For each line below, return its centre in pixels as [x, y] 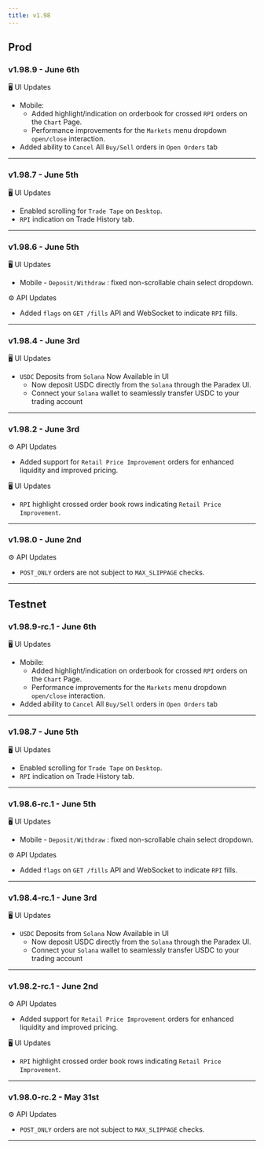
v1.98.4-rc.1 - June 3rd [53, 898]
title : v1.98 [29, 15]
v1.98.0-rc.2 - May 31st [54, 1097]
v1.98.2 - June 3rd [44, 429]
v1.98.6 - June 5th [44, 247]
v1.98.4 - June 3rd [44, 340]
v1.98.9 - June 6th [44, 69]
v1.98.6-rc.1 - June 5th [52, 804]
